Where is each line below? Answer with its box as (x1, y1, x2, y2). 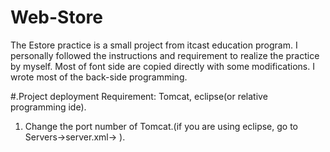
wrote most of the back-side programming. (10, 71, 188, 83)
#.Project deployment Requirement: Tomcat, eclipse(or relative (10, 90, 268, 102)
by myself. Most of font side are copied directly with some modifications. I (10, 60, 315, 72)
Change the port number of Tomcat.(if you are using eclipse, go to (24, 120, 298, 132)
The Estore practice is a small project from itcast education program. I (10, 39, 298, 51)
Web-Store (10, 6, 103, 29)
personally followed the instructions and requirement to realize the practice (10, 49, 320, 61)
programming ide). (10, 101, 87, 113)
